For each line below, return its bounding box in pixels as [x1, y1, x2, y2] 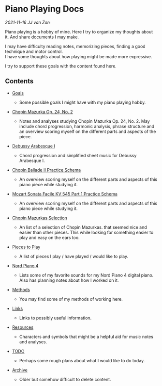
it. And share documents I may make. [5, 34, 79, 40]
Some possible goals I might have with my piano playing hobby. [19, 99, 146, 105]
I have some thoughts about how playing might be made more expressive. [5, 53, 152, 59]
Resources [12, 324, 34, 330]
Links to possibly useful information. [19, 315, 92, 321]
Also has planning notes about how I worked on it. [19, 277, 119, 283]
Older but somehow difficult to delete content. [19, 376, 111, 382]
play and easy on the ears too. [19, 234, 80, 241]
